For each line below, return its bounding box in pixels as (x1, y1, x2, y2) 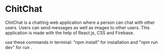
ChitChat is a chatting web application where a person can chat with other (5, 19, 155, 25)
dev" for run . (5, 44, 32, 50)
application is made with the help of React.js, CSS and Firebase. (5, 30, 135, 36)
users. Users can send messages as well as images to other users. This (5, 24, 150, 30)
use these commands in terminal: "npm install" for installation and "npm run (5, 39, 158, 45)
